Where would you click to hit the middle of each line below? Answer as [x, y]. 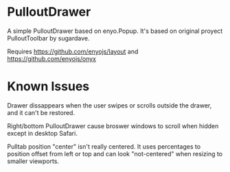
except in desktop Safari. [42, 133]
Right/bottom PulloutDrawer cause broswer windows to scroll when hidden [113, 126]
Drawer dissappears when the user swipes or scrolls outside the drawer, [110, 105]
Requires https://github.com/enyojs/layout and [73, 51]
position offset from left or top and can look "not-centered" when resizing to [115, 153]
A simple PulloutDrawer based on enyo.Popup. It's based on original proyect [115, 31]
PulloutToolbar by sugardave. [48, 38]
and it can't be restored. [41, 112]
